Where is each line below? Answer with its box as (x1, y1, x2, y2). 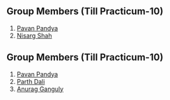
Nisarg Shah (16, 31, 52, 40)
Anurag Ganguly (16, 85, 64, 93)
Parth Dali (16, 77, 45, 85)
